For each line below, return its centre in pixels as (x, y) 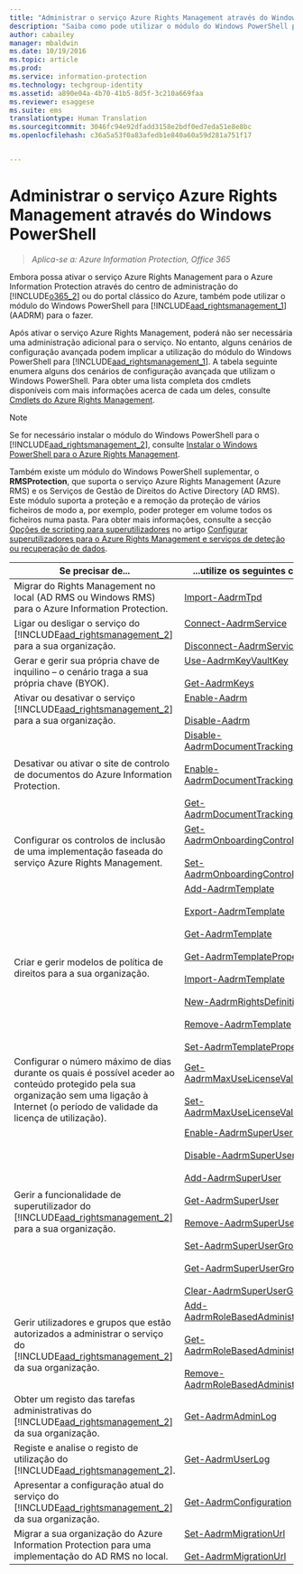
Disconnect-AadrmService (242, 645)
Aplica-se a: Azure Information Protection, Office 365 (131, 259)
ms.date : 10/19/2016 (48, 52)
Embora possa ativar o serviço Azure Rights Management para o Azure (141, 276)
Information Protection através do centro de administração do (124, 286)
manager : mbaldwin (44, 43)
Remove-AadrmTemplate (238, 1024)
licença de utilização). (60, 1118)
